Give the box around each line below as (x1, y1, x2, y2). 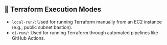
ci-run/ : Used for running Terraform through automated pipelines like (11, 29, 158, 36)
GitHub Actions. (11, 35, 45, 41)
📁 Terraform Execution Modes (4, 5, 102, 14)
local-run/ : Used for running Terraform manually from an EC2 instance (11, 18, 162, 25)
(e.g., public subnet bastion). (11, 24, 73, 30)
